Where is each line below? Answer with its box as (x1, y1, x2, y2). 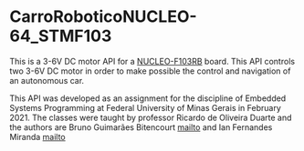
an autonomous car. (9, 75, 85, 86)
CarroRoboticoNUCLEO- (9, 6, 198, 27)
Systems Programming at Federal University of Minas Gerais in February (9, 102, 281, 113)
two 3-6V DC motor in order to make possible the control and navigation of (9, 65, 291, 76)
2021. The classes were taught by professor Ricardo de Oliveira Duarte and (9, 112, 292, 123)
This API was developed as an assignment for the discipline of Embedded (9, 93, 287, 104)
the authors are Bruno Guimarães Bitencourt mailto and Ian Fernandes (9, 121, 273, 133)
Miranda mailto (9, 131, 66, 142)
